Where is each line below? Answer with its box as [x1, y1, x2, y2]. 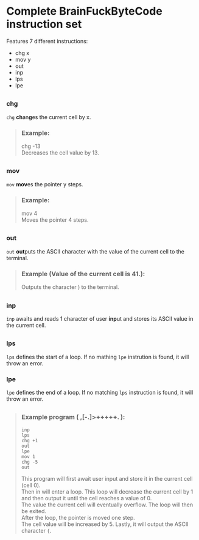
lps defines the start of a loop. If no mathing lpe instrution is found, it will [6, 353, 189, 360]
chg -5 [21, 459, 38, 465]
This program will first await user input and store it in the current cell [21, 475, 193, 482]
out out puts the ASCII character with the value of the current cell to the [6, 247, 184, 255]
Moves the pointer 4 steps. [21, 216, 89, 224]
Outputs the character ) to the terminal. [21, 283, 120, 291]
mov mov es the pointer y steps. [6, 180, 83, 188]
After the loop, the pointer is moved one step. [21, 514, 135, 521]
